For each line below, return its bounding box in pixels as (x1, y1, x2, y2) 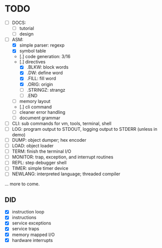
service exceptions (11, 220, 51, 226)
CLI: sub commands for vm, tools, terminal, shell (11, 120, 112, 126)
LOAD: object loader (11, 143, 54, 149)
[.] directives (19, 59, 46, 65)
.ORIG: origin (26, 81, 53, 87)
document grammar (19, 115, 60, 121)
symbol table (19, 48, 46, 54)
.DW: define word (26, 70, 63, 76)
